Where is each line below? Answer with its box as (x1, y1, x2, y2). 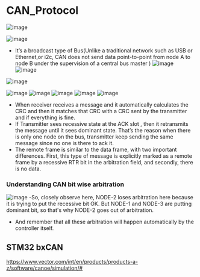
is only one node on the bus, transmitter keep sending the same (14, 133, 173, 140)
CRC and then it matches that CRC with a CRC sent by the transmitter (14, 107, 187, 114)
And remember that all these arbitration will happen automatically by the (14, 218, 195, 226)
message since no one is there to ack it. (14, 139, 114, 146)
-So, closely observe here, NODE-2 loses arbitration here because (29, 194, 194, 201)
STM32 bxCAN (6, 242, 63, 252)
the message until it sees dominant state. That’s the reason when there (14, 126, 191, 134)
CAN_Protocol (6, 4, 79, 17)
